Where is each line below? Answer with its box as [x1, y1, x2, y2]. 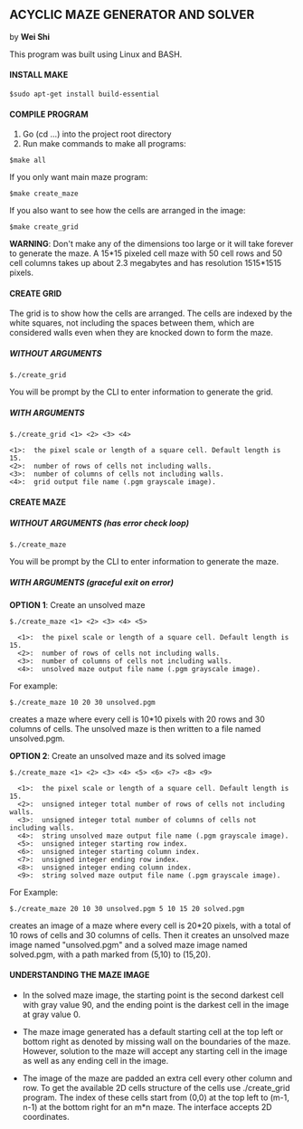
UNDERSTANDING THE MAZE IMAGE [9, 970, 150, 981]
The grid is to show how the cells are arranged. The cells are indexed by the [9, 308, 292, 319]
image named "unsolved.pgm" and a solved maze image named [9, 939, 248, 950]
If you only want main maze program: [9, 172, 148, 183]
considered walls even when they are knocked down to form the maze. [9, 327, 274, 338]
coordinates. [22, 1112, 70, 1123]
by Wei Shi [9, 31, 51, 42]
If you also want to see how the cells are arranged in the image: [9, 205, 246, 216]
